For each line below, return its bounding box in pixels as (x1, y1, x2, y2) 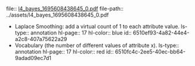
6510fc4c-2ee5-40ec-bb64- (114, 48, 186, 55)
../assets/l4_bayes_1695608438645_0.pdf (6, 11, 109, 18)
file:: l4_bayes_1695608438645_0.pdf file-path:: (6, 5, 124, 12)
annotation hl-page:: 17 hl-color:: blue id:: (30, 29, 132, 36)
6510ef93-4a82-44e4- (132, 29, 190, 36)
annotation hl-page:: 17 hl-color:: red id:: (14, 48, 114, 55)
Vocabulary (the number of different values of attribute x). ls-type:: (14, 42, 179, 49)
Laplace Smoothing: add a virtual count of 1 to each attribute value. (14, 23, 180, 30)
